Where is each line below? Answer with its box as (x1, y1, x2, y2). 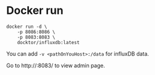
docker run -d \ (6, 24, 47, 30)
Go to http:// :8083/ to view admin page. (6, 62, 105, 69)
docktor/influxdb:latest (17, 39, 80, 45)
